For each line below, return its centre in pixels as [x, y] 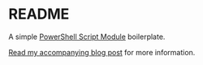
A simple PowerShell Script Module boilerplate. [87, 37]
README [39, 14]
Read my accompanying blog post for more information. [102, 52]
